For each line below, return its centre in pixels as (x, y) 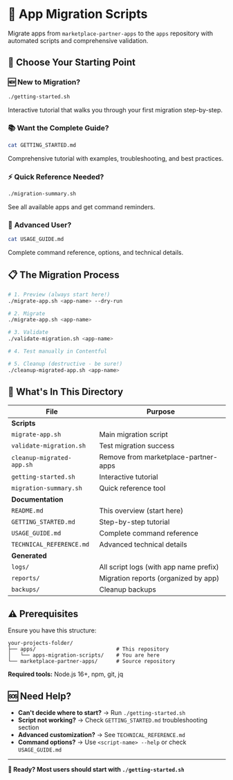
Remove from (121, 457)
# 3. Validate (28, 333)
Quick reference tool (132, 488)
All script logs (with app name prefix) (159, 567)
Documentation (38, 499)
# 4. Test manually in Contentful (58, 352)
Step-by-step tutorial (134, 522)
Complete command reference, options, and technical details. (96, 253)
